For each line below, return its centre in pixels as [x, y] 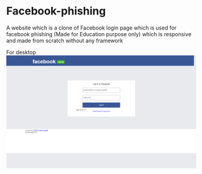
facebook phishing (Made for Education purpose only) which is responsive [99, 34]
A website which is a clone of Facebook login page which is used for [91, 28]
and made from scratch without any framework [65, 40]
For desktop [21, 52]
